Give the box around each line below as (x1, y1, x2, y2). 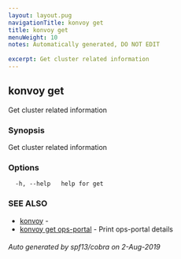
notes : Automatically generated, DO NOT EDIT (8, 41, 160, 49)
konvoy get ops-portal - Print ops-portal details (19, 224, 173, 234)
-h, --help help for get (15, 180, 104, 188)
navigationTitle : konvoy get (8, 19, 104, 27)
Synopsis (8, 125, 45, 136)
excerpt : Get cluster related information (8, 56, 150, 64)
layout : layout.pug (8, 11, 72, 20)
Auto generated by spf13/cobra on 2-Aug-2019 (8, 243, 161, 252)
